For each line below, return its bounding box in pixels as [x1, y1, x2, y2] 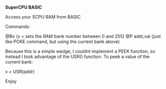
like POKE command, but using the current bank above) [5, 38, 120, 44]
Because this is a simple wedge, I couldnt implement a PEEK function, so [5, 48, 155, 54]
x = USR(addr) [5, 68, 35, 74]
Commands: [5, 23, 31, 29]
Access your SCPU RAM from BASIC [5, 14, 81, 19]
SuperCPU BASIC [5, 4, 42, 10]
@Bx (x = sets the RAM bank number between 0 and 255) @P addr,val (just [5, 33, 161, 39]
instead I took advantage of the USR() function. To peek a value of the [5, 53, 150, 59]
